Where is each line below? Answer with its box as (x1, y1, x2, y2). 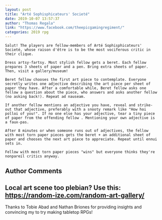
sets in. (5, 141, 23, 146)
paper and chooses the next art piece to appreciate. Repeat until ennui (5, 137, 158, 142)
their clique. (5, 52, 34, 56)
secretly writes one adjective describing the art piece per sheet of (5, 81, 151, 86)
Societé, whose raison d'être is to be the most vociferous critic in (5, 47, 151, 52)
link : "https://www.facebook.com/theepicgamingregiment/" (5, 25, 125, 30)
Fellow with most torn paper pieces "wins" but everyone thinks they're (5, 149, 155, 154)
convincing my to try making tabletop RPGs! (5, 209, 93, 215)
